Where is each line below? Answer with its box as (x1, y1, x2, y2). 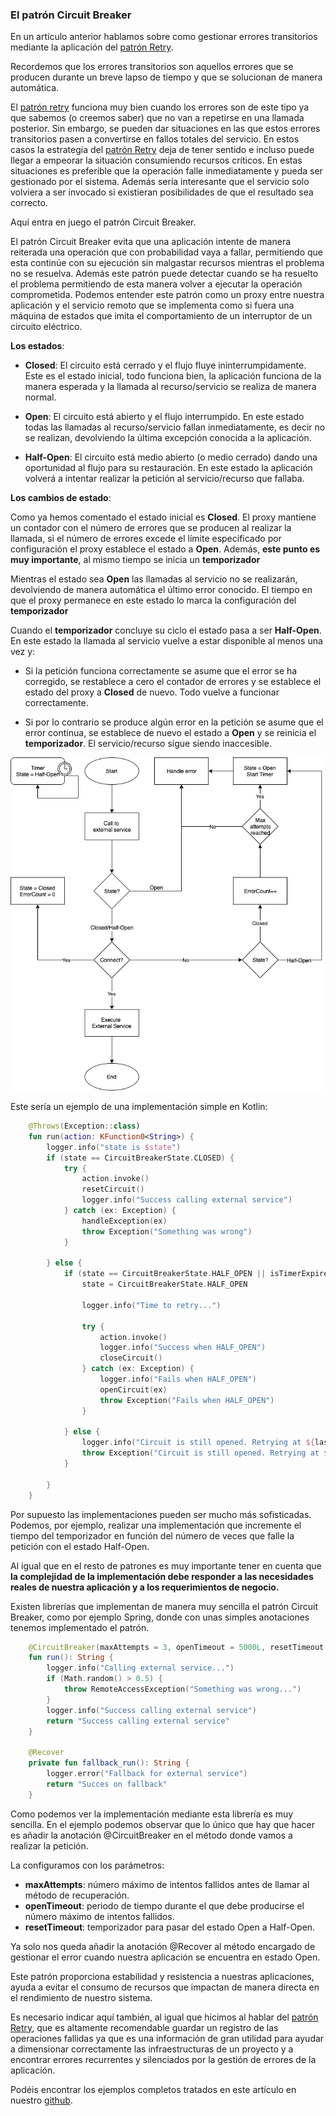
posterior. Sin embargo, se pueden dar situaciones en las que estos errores (10, 123, 321, 135)
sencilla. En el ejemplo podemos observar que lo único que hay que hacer (10, 1818, 315, 1830)
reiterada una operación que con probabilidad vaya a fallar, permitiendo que (10, 246, 324, 258)
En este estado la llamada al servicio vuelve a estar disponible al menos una (10, 635, 323, 647)
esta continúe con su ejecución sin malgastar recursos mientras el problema (10, 257, 325, 269)
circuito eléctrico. (10, 321, 83, 333)
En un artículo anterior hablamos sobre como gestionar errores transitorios (10, 31, 318, 43)
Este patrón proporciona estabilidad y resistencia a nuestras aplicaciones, (10, 1970, 315, 1982)
